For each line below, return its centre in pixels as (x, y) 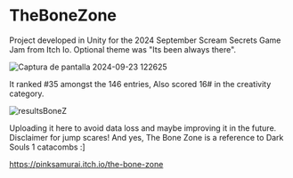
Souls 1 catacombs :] (48, 147)
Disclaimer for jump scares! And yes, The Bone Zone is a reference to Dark (146, 137)
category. (27, 93)
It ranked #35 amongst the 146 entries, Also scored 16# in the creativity (140, 84)
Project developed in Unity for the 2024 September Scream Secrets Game (145, 40)
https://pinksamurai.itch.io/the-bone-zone (86, 164)
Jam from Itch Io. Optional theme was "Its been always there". (123, 49)
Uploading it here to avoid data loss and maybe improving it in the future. (143, 128)
